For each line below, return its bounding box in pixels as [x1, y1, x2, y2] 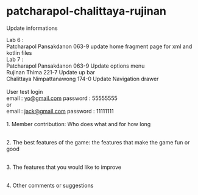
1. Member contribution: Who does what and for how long [6, 120, 151, 127]
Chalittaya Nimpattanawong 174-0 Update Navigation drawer [6, 75, 159, 82]
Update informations [6, 24, 58, 32]
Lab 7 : [6, 55, 24, 63]
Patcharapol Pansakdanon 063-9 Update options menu [6, 62, 145, 69]
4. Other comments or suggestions [6, 182, 94, 189]
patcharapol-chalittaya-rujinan [6, 4, 166, 18]
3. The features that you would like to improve [6, 163, 122, 171]
